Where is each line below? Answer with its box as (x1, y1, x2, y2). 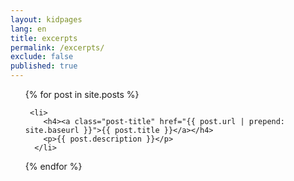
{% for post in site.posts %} (24, 89, 140, 100)
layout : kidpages (10, 14, 83, 25)
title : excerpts (10, 33, 78, 43)
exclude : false (10, 52, 74, 62)
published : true (10, 61, 78, 71)
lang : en (10, 24, 47, 34)
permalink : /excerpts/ (10, 42, 105, 53)
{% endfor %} (24, 161, 83, 172)
